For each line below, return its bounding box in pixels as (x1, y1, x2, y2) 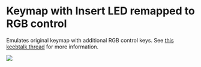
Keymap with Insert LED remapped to (6, 4, 195, 18)
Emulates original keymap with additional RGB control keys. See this (6, 36, 174, 44)
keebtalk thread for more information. (6, 43, 99, 50)
